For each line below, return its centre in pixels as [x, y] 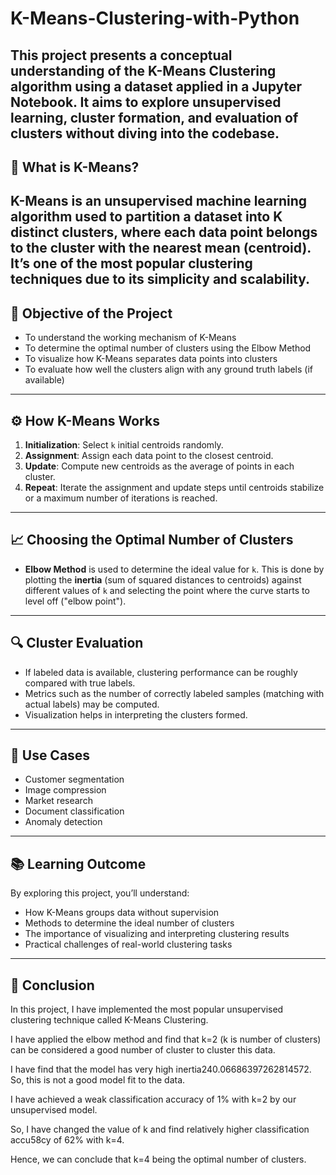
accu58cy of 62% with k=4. [67, 1140]
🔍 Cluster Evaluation [77, 643]
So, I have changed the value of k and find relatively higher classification [160, 1129]
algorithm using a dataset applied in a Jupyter [156, 86]
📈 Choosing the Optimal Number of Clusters [152, 540]
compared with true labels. [80, 683]
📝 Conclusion [52, 985]
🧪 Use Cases [50, 755]
